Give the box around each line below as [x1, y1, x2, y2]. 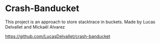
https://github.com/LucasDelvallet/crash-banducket [5, 33, 111, 39]
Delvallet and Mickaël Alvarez [5, 24, 65, 29]
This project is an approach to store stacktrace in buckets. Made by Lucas [5, 19, 156, 25]
